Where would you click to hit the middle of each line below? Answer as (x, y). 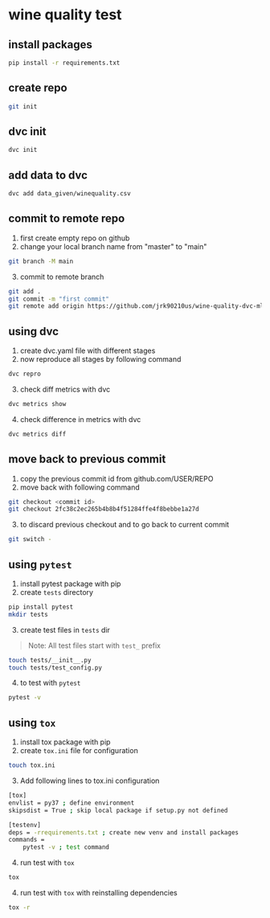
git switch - (30, 539)
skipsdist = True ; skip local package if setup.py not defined (118, 810)
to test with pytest (50, 683)
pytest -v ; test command (66, 847)
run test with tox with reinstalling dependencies (99, 893)
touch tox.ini (32, 765)
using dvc (33, 331)
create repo (38, 88)
